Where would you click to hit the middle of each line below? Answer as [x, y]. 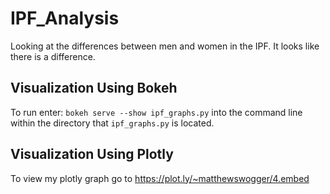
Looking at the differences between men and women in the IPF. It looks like [165, 46]
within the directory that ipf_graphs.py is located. [112, 123]
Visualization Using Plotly [92, 154]
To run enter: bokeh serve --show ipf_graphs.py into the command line [156, 112]
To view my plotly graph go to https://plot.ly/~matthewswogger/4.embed [160, 178]
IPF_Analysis [65, 18]
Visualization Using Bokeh [94, 88]
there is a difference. [53, 56]
